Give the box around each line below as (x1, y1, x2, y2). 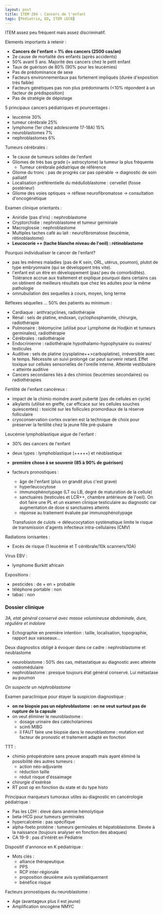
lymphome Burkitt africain (12, 563, 64, 568)
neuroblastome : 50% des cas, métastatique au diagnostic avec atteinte (12, 659, 156, 665)
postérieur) (12, 185, 35, 191)
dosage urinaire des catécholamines (19, 718, 92, 724)
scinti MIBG (19, 724, 43, 730)
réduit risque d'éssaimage (19, 774, 72, 780)
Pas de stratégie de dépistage (12, 95, 72, 101)
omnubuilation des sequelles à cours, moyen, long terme (12, 290, 126, 296)
